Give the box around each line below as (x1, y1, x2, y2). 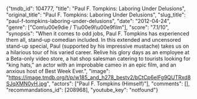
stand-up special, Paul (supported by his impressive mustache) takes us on (6, 42, 189, 49)
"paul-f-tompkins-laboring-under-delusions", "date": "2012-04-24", (6, 18, 171, 24)
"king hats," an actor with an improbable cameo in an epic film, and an (6, 61, 177, 68)
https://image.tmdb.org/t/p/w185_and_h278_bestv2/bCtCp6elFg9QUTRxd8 (8, 74, 191, 81)
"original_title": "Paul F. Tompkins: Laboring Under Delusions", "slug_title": (6, 11, 186, 18)
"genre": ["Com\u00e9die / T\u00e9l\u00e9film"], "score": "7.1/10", (6, 24, 169, 31)
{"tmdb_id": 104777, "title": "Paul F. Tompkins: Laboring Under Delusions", (6, 5, 186, 12)
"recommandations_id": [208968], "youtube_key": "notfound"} (6, 87, 158, 93)
